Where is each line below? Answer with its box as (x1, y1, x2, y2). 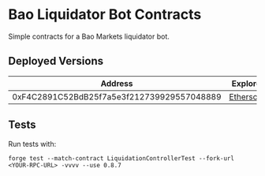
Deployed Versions (8, 54, 104, 68)
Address (100, 77, 133, 88)
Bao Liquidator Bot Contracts (8, 6, 202, 24)
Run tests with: (8, 139, 57, 148)
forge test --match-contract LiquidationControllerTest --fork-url (8, 154, 235, 163)
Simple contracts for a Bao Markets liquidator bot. (8, 32, 170, 41)
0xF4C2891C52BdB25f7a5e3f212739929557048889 (12, 91, 222, 102)
